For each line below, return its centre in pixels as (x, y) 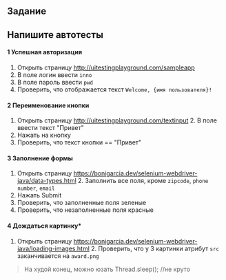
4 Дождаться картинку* (44, 226)
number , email (36, 188)
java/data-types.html (47, 181)
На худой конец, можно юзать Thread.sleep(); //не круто (107, 269)
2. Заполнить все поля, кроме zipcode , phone (143, 181)
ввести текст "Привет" (50, 128)
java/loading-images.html (53, 248)
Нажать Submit (39, 195)
